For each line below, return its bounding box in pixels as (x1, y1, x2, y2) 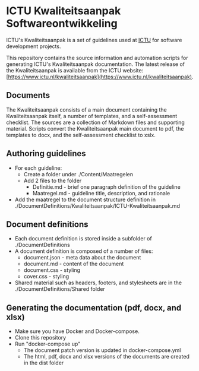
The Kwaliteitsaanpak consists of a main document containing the (6, 106, 168, 113)
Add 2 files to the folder (23, 177, 82, 184)
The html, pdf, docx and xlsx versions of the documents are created (23, 353, 190, 360)
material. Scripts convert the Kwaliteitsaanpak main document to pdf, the (6, 125, 184, 132)
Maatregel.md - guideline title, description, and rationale (32, 189, 170, 196)
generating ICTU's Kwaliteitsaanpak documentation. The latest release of (6, 61, 185, 68)
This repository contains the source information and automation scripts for (6, 54, 188, 61)
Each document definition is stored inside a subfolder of (14, 235, 153, 242)
